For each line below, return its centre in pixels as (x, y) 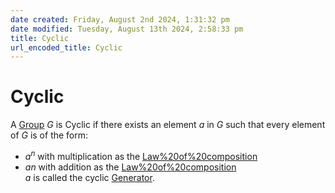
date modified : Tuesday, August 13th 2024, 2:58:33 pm (127, 29)
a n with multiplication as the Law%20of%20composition (141, 155)
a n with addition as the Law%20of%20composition (130, 167)
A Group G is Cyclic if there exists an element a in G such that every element (168, 125)
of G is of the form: (49, 135)
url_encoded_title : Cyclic (66, 47)
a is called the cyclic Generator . (89, 177)
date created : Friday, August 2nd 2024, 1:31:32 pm (120, 19)
